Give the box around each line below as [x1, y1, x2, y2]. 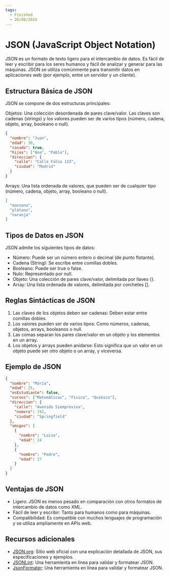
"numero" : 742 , [14, 409, 47, 414]
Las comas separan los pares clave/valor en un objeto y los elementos [12, 331, 160, 337]
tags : [5, 7, 17, 13]
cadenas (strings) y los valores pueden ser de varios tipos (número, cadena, [5, 116, 165, 122]
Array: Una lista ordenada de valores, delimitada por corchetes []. [12, 281, 150, 288]
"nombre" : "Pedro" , [18, 452, 60, 457]
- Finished [10, 12, 33, 17]
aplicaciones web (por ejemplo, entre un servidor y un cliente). [5, 72, 137, 78]
